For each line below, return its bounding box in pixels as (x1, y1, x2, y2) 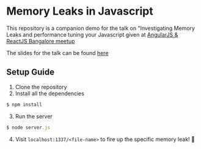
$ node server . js (6, 124, 51, 131)
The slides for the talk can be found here (6, 49, 109, 56)
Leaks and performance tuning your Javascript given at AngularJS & (6, 31, 178, 38)
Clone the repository (15, 83, 67, 90)
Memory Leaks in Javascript (6, 4, 154, 18)
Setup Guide (6, 67, 55, 78)
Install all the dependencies (15, 90, 84, 97)
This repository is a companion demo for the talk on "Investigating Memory (6, 24, 196, 32)
